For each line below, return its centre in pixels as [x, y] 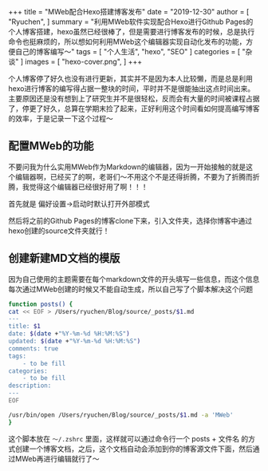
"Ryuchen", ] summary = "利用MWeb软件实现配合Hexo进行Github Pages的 [131, 22]
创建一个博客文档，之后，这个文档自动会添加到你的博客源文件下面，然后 [134, 449]
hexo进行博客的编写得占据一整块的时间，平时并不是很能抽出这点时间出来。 [132, 89]
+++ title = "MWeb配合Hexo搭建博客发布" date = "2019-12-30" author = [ [129, 12]
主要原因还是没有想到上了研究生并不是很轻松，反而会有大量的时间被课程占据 [134, 99]
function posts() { [41, 304]
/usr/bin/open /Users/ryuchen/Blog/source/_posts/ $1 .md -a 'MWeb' [121, 415]
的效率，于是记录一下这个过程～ [61, 119]
